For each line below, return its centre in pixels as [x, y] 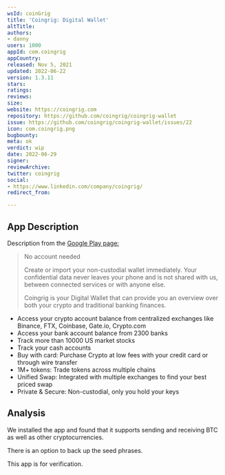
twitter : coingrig [33, 173]
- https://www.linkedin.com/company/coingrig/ [75, 187]
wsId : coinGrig [29, 13]
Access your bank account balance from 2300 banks [93, 333]
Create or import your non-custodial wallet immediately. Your [110, 270]
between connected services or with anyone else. [95, 284]
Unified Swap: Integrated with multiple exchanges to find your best [112, 377]
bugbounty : [23, 135]
